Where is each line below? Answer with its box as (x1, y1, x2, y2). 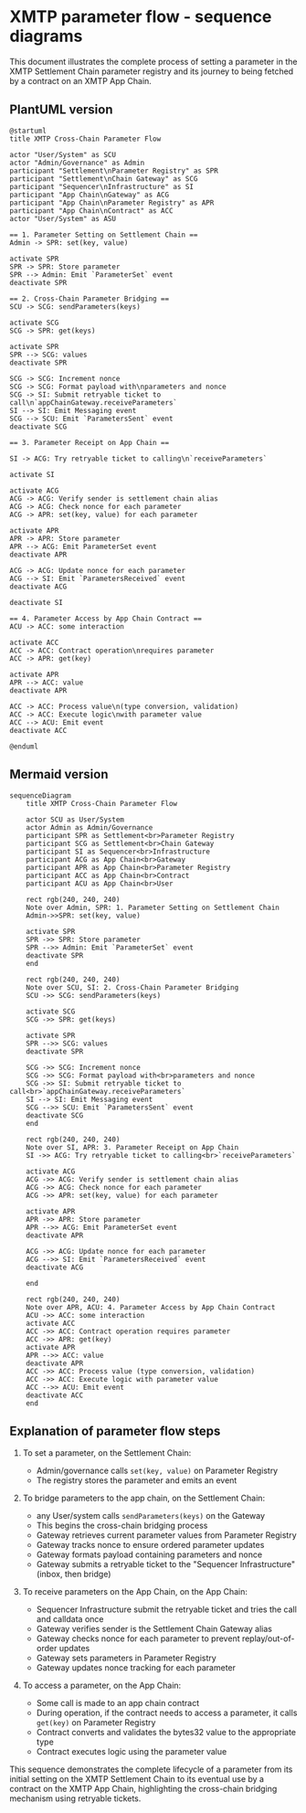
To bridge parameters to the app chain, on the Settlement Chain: (22, 1492, 266, 1504)
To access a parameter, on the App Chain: (22, 1680, 182, 1691)
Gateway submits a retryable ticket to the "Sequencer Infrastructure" (36, 1559, 295, 1570)
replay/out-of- (241, 1633, 295, 1644)
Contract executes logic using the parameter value (36, 1746, 227, 1757)
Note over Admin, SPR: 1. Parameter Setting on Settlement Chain (26, 903, 280, 912)
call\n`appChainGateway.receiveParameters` (9, 398, 178, 408)
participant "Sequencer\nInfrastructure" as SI (9, 182, 195, 191)
